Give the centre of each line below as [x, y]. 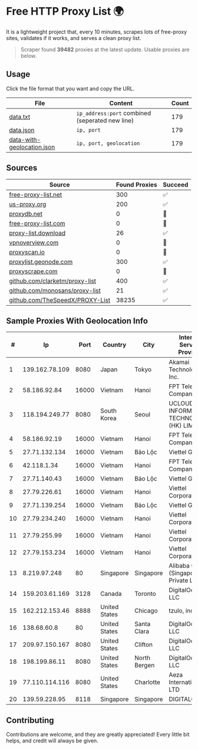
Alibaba [179, 566]
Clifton [144, 645]
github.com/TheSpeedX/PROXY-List [60, 300]
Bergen [145, 666]
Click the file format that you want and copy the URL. [70, 89]
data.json [22, 130]
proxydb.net [26, 214]
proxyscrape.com [33, 271]
